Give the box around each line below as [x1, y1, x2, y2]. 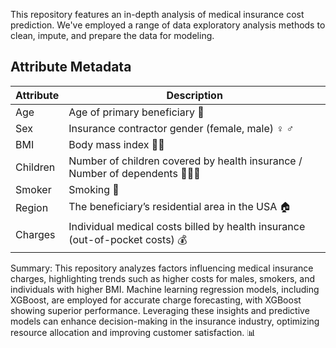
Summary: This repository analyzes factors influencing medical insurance [10, 262, 314, 274]
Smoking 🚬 [68, 182, 120, 196]
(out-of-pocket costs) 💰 [68, 232, 188, 246]
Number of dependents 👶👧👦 [68, 166, 201, 180]
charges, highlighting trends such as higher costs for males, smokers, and [10, 272, 316, 284]
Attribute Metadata [10, 59, 132, 76]
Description [166, 88, 223, 102]
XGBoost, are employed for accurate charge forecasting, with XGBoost [10, 294, 302, 306]
